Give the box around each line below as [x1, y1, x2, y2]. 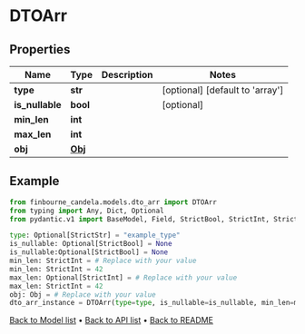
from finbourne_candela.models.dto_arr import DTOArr [9, 197, 218, 207]
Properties [9, 42, 71, 57]
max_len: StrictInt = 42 [9, 281, 103, 290]
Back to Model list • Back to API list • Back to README [9, 315, 213, 326]
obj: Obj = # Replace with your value [9, 290, 156, 300]
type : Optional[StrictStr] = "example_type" [9, 231, 181, 241]
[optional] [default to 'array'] [162, 83, 284, 96]
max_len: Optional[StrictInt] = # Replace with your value [9, 273, 238, 282]
